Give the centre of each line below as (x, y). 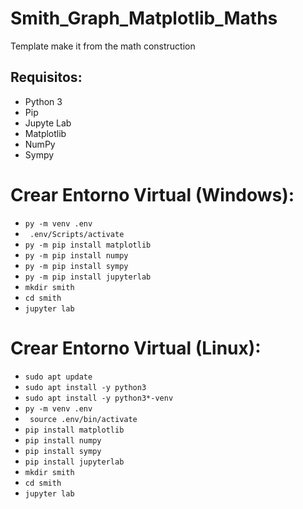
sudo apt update (58, 377)
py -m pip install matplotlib (88, 245)
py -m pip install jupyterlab (88, 277)
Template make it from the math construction (103, 46)
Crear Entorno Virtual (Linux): (136, 348)
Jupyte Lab (48, 123)
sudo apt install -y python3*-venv (99, 398)
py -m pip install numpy (76, 255)
